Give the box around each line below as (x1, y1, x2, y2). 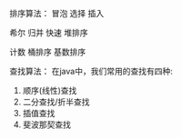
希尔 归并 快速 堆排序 (9, 27, 88, 38)
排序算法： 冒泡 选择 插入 (9, 8, 105, 18)
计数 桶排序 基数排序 (9, 46, 86, 57)
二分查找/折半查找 (22, 96, 90, 107)
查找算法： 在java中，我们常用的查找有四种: (9, 66, 173, 76)
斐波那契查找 (22, 119, 71, 130)
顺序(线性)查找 (22, 85, 77, 95)
